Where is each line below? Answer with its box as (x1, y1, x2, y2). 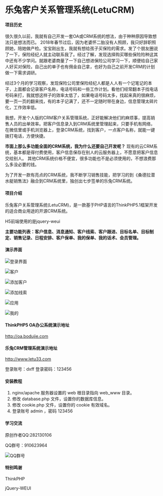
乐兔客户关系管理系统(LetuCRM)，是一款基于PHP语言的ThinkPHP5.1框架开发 (5, 202, 158, 208)
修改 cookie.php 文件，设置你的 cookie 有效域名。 (12, 402, 113, 408)
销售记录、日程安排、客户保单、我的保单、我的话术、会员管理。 (13, 234, 141, 241)
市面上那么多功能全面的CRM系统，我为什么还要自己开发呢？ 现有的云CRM (5, 143, 154, 149)
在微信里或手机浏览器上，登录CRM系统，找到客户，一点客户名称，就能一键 (5, 127, 155, 133)
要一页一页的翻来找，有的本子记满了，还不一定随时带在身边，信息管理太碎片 (5, 98, 158, 105)
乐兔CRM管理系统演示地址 (5, 345, 58, 351)
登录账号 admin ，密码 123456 (12, 408, 73, 414)
